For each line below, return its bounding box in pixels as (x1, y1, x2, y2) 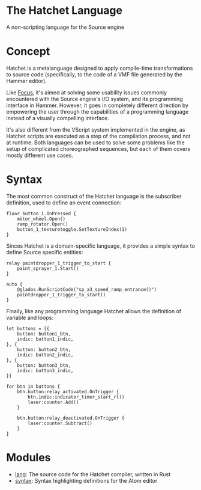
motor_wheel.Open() (17, 216, 66, 222)
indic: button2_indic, (17, 352, 74, 358)
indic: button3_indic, (17, 367, 74, 373)
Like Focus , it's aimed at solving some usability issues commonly (6, 88, 167, 96)
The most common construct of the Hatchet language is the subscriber (6, 192, 182, 200)
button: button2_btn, (17, 346, 71, 352)
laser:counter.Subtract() (28, 420, 93, 426)
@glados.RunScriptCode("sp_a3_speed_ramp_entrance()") (17, 286, 157, 292)
